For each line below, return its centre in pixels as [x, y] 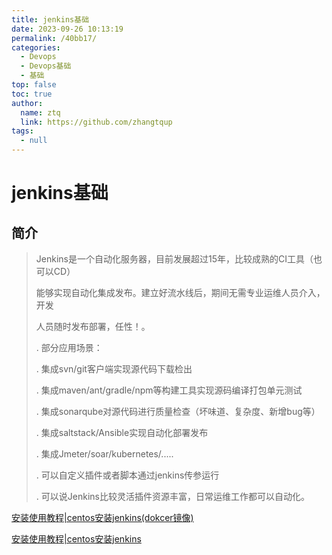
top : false [34, 85]
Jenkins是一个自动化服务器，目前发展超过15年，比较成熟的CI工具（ [174, 259]
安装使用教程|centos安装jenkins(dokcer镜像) [102, 517]
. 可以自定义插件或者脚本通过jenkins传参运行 [127, 475]
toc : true [32, 94]
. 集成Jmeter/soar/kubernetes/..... [104, 454]
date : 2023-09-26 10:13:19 [67, 29]
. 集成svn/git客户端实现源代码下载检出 [114, 369]
